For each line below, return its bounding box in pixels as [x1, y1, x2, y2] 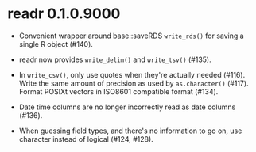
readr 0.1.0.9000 [7, 5, 121, 23]
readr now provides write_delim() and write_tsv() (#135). [18, 55, 211, 64]
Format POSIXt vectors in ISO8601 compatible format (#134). [18, 86, 219, 96]
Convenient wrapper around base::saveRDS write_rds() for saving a [18, 31, 244, 40]
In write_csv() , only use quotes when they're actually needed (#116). [18, 70, 246, 79]
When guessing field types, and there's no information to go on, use [18, 126, 242, 135]
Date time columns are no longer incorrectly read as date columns [18, 102, 236, 112]
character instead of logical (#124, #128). [18, 134, 154, 143]
